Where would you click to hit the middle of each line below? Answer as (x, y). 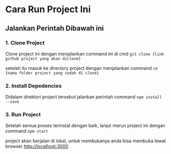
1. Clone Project (25, 43)
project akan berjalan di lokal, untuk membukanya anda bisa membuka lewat (86, 141)
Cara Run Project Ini (48, 9)
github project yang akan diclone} (43, 59)
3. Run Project (23, 115)
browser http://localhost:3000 (37, 146)
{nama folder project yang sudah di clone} (52, 73)
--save (12, 102)
